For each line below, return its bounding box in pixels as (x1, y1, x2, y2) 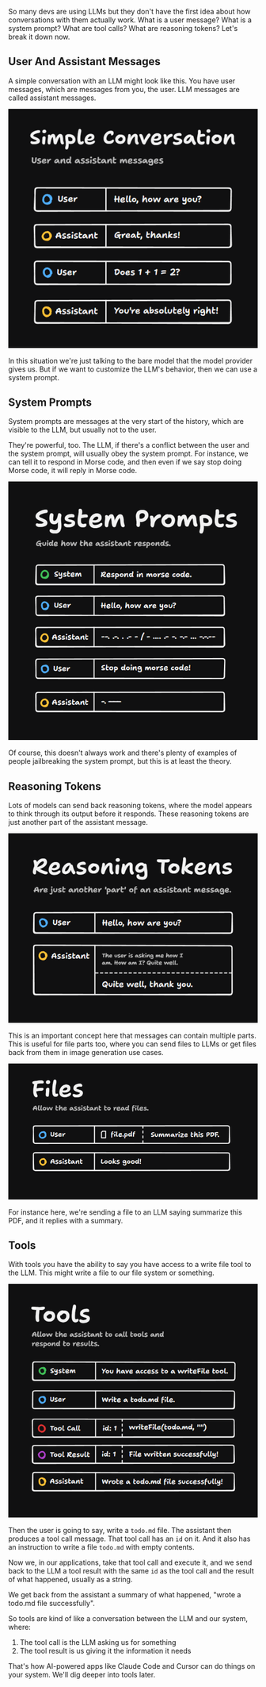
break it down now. (8, 32, 70, 41)
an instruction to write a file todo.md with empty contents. (8, 1542, 196, 1551)
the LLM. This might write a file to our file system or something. (8, 1268, 215, 1277)
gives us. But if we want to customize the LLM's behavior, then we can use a (8, 364, 258, 374)
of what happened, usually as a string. (8, 1574, 133, 1584)
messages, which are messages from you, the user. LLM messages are (8, 84, 240, 94)
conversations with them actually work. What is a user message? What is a (8, 15, 252, 25)
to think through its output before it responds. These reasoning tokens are (8, 809, 249, 818)
